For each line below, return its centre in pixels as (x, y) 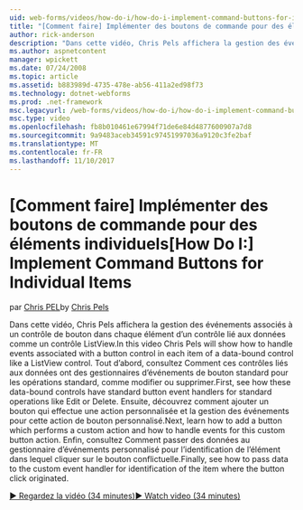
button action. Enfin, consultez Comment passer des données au (130, 440)
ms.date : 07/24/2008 (48, 69)
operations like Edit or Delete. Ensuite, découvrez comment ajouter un (139, 401)
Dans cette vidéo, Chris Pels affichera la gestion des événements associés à (151, 325)
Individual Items (71, 282)
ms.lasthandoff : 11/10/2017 (62, 161)
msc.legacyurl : (38, 110)
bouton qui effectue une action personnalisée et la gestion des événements (150, 411)
